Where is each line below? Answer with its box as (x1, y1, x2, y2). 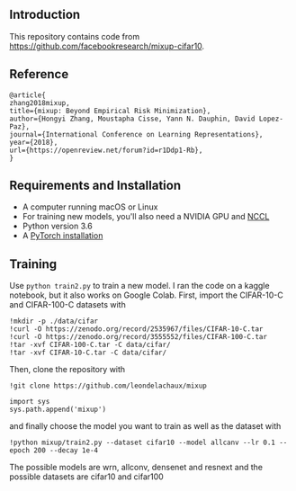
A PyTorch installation (22, 230, 103, 241)
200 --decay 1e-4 (32, 446, 99, 455)
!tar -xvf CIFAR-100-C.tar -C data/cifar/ (9, 341, 171, 350)
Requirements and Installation (9, 178, 182, 193)
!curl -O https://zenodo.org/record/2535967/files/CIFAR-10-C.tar (9, 325, 264, 334)
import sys (9, 397, 50, 406)
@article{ (9, 90, 47, 100)
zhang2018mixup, (9, 98, 70, 107)
